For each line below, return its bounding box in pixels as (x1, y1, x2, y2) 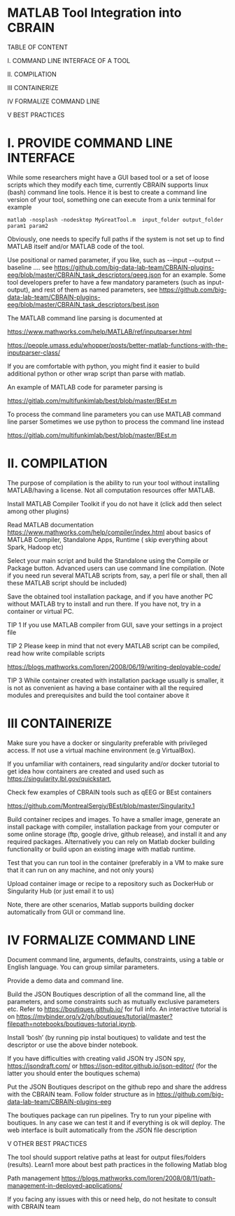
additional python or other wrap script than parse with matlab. (7, 369, 186, 378)
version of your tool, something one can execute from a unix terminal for (7, 195, 216, 203)
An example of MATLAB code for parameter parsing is (7, 382, 163, 391)
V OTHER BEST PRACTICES (7, 1139, 87, 1147)
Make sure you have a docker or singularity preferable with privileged (7, 738, 208, 747)
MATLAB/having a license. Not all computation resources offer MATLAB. (7, 486, 215, 494)
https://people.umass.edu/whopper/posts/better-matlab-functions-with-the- (7, 341, 228, 349)
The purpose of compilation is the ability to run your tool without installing (7, 478, 220, 487)
